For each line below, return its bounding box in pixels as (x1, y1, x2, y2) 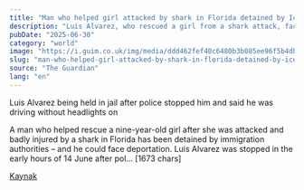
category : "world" (9, 38, 79, 48)
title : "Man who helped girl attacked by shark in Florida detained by (9, 13, 285, 23)
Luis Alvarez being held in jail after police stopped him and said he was (9, 97, 274, 108)
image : (9, 47, 34, 56)
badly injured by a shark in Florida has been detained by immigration (9, 133, 265, 145)
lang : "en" (9, 72, 51, 81)
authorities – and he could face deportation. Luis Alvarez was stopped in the (9, 143, 294, 154)
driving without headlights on (9, 106, 119, 118)
